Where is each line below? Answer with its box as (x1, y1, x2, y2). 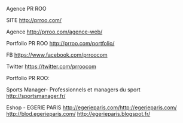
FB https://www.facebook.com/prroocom (6, 51, 108, 59)
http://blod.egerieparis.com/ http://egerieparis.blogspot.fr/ (6, 110, 151, 117)
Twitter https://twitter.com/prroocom (6, 63, 97, 70)
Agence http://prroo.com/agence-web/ (6, 28, 103, 35)
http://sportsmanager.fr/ (6, 93, 66, 99)
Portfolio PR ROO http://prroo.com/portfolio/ (6, 40, 115, 47)
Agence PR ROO (6, 5, 47, 12)
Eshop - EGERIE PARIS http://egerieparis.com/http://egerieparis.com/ (6, 104, 178, 111)
